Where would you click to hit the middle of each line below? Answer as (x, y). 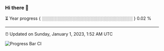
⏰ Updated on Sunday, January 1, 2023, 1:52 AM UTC (59, 34)
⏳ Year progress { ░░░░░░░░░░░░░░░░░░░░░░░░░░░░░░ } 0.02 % (78, 18)
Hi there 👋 (17, 8)
